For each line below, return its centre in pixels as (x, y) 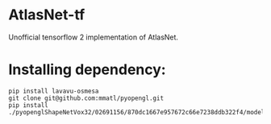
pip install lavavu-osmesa (54, 91)
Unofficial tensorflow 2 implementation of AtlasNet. (94, 37)
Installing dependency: (88, 70)
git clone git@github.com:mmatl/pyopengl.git (86, 98)
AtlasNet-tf (47, 15)
